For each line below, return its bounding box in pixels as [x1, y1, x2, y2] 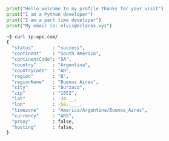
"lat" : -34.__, [12, 96, 78, 102]
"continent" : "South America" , [12, 50, 102, 57]
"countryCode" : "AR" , [12, 67, 71, 74]
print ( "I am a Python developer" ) [6, 11, 94, 18]
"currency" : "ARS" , [12, 112, 75, 119]
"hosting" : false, [12, 124, 75, 130]
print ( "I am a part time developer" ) [6, 17, 102, 23]
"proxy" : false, [12, 119, 75, 125]
